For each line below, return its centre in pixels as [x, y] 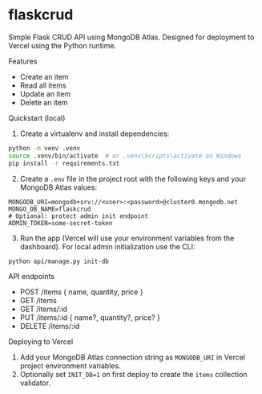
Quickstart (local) [37, 117]
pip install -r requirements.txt [64, 163]
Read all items [43, 85]
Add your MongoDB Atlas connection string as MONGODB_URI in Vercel [133, 357]
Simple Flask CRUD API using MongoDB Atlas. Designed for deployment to [131, 37]
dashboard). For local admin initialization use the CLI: [107, 246]
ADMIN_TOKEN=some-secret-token [60, 223]
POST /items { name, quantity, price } [81, 292]
